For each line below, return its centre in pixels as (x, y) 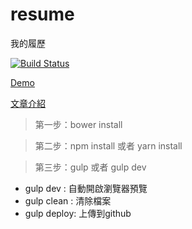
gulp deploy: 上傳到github (78, 213)
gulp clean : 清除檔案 (68, 200)
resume (42, 14)
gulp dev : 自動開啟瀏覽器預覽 (86, 188)
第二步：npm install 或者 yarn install (108, 145)
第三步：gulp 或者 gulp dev (90, 167)
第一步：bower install (78, 124)
